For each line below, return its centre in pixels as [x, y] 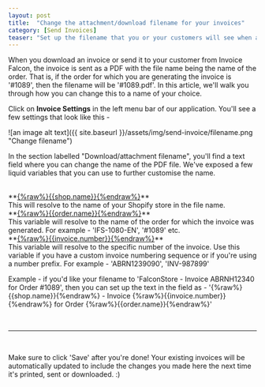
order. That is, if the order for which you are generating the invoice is [120, 77]
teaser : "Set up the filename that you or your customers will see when [130, 38]
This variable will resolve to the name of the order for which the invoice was [131, 222]
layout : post [30, 15]
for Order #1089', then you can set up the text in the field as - [108, 287]
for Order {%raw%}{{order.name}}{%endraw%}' [133, 304]
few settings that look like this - [59, 117]
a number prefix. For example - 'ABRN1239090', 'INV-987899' [109, 264]
